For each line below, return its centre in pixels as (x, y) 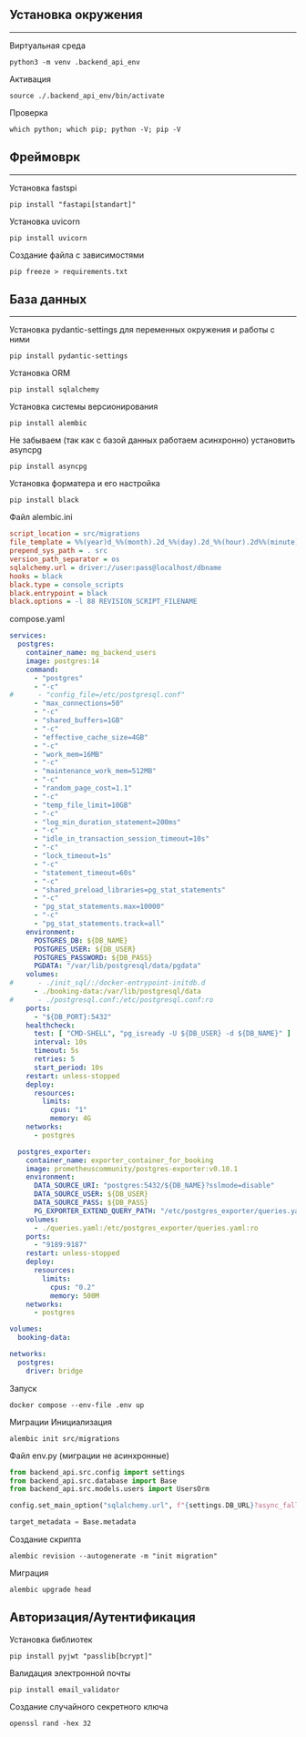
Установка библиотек (51, 1640)
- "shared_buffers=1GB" (79, 720)
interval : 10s (61, 1042)
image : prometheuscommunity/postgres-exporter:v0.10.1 (132, 1169)
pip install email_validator (65, 1690)
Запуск (23, 1388)
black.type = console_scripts (67, 585)
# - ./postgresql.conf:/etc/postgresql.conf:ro (112, 1000)
